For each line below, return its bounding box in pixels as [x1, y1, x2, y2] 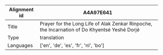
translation [39, 34, 65, 41]
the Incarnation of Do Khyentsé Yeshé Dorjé [39, 27, 140, 33]
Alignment [9, 6, 34, 13]
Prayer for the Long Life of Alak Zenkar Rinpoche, [39, 20, 153, 27]
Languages [7, 42, 33, 49]
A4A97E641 [83, 9, 113, 16]
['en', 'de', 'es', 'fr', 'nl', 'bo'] [39, 42, 105, 49]
